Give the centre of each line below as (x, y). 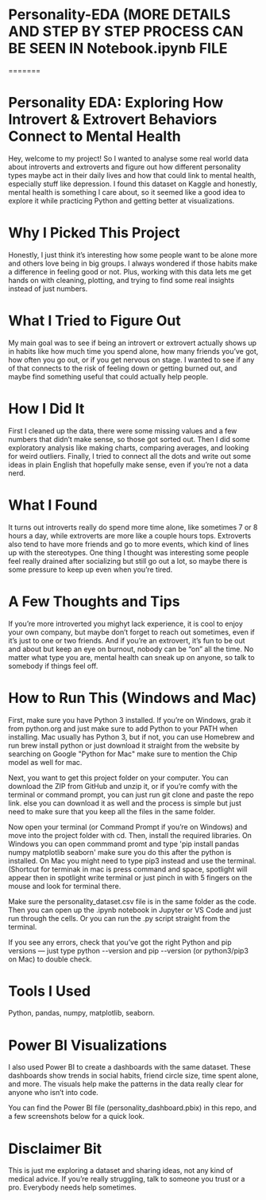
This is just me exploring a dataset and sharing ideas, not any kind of (121, 1171)
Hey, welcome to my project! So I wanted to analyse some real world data (128, 158)
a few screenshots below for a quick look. (77, 1117)
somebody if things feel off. (53, 666)
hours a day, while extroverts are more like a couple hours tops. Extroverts (130, 535)
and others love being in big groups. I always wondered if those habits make (133, 263)
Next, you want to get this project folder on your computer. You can (118, 778)
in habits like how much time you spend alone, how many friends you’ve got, (133, 351)
